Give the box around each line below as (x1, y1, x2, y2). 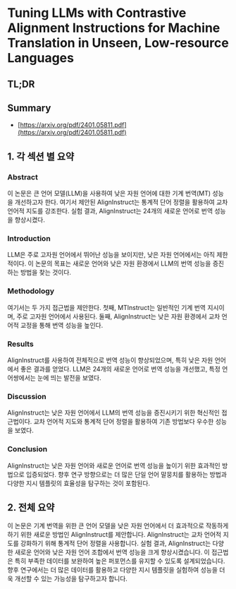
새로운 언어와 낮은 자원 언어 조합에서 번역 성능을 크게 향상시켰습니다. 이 (14, 548, 210, 557)
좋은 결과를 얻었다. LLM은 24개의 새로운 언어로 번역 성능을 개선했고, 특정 (20, 364, 221, 373)
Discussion (7, 391, 47, 401)
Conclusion (7, 444, 48, 454)
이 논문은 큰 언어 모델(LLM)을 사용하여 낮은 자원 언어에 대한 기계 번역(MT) (7, 189, 211, 198)
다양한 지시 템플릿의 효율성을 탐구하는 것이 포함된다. (7, 479, 150, 487)
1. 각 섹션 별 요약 (7, 150, 75, 162)
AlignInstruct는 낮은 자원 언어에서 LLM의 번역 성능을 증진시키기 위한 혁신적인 (7, 408, 221, 417)
